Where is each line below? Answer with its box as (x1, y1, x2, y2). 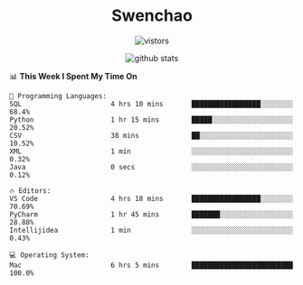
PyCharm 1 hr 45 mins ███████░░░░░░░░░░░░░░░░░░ (9, 209, 294, 219)
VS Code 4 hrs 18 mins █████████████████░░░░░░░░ (9, 194, 294, 203)
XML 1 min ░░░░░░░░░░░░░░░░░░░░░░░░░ (9, 146, 294, 156)
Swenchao (111, 5, 193, 26)
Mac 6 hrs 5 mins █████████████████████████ (9, 261, 294, 270)
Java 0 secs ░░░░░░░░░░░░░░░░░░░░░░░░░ (9, 162, 294, 171)
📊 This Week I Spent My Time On (9, 70, 137, 81)
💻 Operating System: (9, 250, 90, 260)
